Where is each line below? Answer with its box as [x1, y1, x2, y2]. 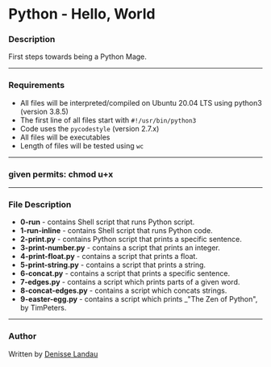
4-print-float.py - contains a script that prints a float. [19, 252, 198, 261]
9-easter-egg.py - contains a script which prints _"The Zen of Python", [19, 294, 258, 304]
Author [8, 331, 37, 342]
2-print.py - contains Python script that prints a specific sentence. [19, 235, 242, 244]
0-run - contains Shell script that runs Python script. [19, 217, 195, 227]
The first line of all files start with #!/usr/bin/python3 [19, 115, 197, 125]
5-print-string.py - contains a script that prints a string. [19, 260, 206, 270]
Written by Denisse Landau [8, 348, 98, 359]
